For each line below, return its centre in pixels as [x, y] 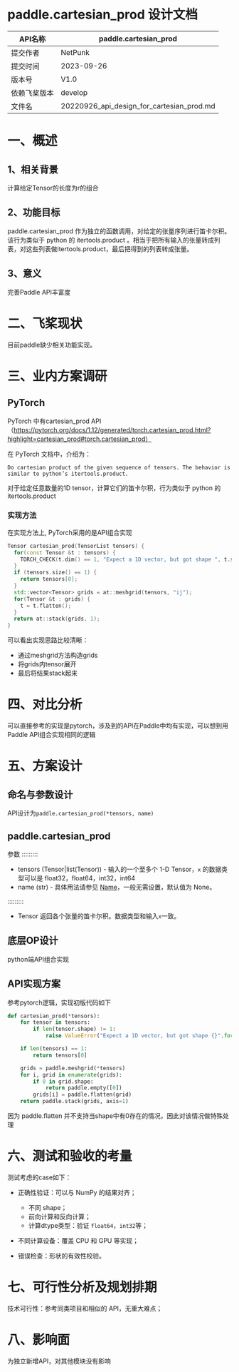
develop [74, 92]
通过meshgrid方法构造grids [58, 655]
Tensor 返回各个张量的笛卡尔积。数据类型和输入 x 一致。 [99, 916]
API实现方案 [34, 984]
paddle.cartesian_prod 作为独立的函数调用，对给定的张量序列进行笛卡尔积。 [119, 231]
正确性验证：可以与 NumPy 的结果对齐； [77, 1192]
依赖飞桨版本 [33, 93]
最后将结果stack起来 [48, 673]
